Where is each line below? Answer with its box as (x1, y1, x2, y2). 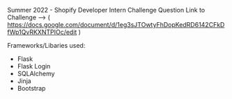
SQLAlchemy (17, 69, 55, 78)
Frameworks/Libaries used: (7, 42, 86, 49)
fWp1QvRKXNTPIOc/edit (7, 28, 77, 36)
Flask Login (17, 62, 51, 70)
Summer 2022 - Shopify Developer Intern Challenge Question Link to (7, 6, 206, 14)
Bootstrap (17, 84, 46, 92)
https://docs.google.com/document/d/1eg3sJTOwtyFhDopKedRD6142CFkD (7, 21, 225, 28)
